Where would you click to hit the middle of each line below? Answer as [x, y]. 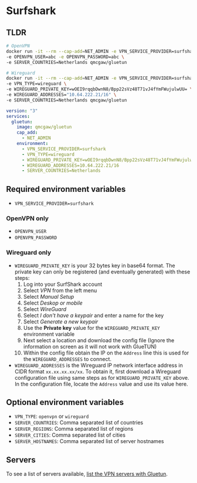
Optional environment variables [65, 402]
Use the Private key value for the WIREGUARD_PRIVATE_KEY [91, 327]
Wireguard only [29, 252]
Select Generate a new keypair [61, 322]
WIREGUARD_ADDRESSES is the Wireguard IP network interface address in [98, 365]
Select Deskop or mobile [53, 303]
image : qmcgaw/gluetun [44, 127]
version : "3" [22, 111]
